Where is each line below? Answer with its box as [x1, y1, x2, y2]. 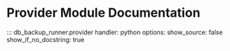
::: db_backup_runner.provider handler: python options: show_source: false [6, 28, 223, 36]
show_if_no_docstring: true [6, 35, 85, 43]
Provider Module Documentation [6, 5, 201, 21]
